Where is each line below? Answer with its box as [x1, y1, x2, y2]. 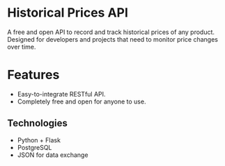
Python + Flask [17, 135, 61, 144]
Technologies [7, 117, 68, 129]
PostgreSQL [17, 143, 52, 151]
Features [7, 67, 60, 83]
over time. [7, 42, 36, 51]
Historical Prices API [7, 5, 129, 21]
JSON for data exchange [17, 151, 88, 159]
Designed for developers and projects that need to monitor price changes [7, 35, 218, 43]
